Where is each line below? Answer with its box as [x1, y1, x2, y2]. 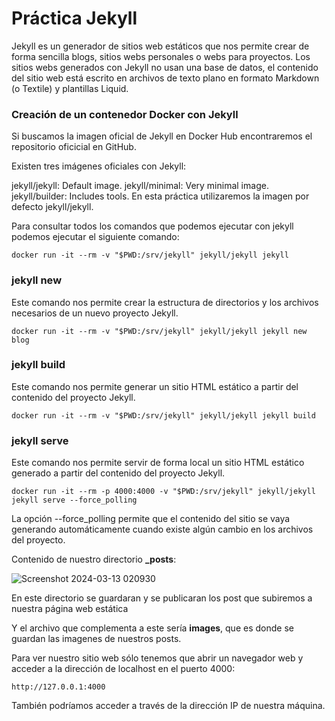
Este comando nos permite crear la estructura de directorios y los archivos [11, 296, 319, 308]
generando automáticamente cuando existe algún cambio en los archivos [11, 523, 314, 536]
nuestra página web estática [11, 603, 129, 615]
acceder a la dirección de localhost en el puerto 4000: [11, 663, 236, 675]
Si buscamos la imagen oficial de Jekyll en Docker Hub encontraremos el [11, 130, 313, 142]
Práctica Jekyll [11, 7, 138, 30]
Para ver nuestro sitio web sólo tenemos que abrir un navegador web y [11, 652, 304, 664]
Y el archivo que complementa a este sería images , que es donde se [11, 622, 294, 634]
